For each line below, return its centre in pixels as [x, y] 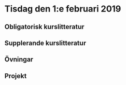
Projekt [16, 76]
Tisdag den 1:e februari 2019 [63, 9]
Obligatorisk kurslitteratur [45, 27]
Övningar [19, 60]
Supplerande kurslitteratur [45, 43]
